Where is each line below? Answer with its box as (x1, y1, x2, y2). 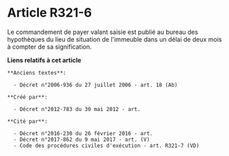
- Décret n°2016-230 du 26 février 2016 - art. (13, 130, 154, 137)
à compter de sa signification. (7, 42, 92, 51)
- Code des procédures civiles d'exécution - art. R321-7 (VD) (13, 142, 199, 149)
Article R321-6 (7, 5, 92, 21)
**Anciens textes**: (7, 69, 67, 76)
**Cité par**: (7, 118, 48, 125)
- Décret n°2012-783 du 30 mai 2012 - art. (13, 105, 140, 112)
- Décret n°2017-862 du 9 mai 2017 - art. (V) (13, 136, 150, 143)
